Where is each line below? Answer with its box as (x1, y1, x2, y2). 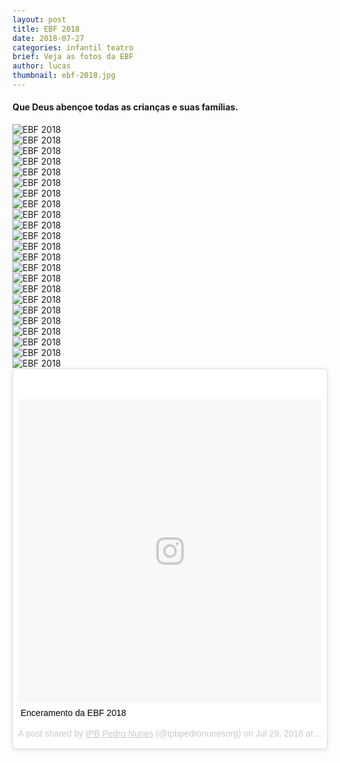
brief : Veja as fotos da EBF (12, 52, 134, 62)
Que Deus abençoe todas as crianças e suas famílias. (12, 101, 239, 113)
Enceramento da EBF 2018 (20, 707, 127, 719)
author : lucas (12, 61, 72, 71)
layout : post (12, 14, 67, 25)
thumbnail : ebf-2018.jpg (12, 71, 116, 81)
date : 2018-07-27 (12, 33, 85, 43)
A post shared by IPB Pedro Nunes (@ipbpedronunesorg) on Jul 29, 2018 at (18, 728, 314, 740)
